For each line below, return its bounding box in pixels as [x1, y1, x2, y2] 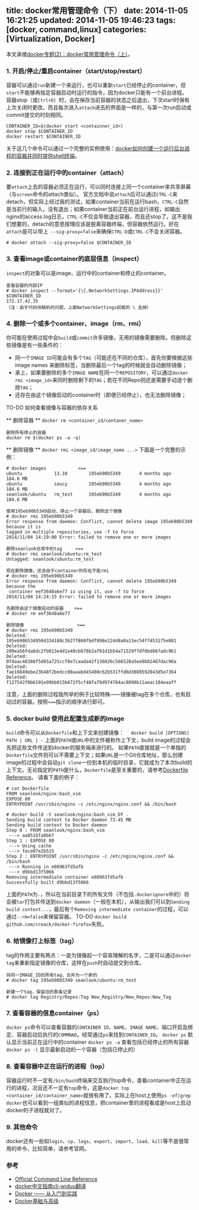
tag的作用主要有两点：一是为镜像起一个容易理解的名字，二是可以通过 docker [6, 951, 192, 959]
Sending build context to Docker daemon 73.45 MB [6, 817, 132, 823]
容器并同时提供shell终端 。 [16, 153, 80, 160]
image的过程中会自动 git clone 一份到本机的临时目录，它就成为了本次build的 [6, 759, 192, 766]
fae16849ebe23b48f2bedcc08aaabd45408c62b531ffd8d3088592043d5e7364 [6, 669, 177, 675]
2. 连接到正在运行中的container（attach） [6, 169, 128, 177]
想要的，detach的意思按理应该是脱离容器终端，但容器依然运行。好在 [11, 220, 179, 228]
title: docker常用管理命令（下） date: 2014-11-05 [6, 5, 188, 16]
